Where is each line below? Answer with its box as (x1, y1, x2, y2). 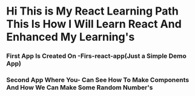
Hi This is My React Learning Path (6, 4, 179, 18)
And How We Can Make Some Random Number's (6, 83, 153, 92)
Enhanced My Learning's (6, 30, 135, 44)
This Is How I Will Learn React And (6, 17, 182, 31)
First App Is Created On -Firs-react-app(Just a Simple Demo (6, 52, 187, 60)
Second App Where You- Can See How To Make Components (6, 76, 190, 84)
